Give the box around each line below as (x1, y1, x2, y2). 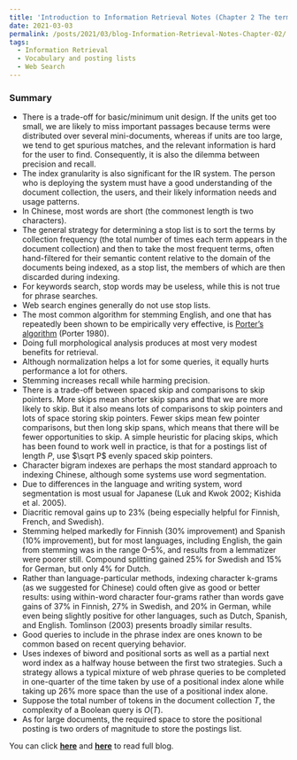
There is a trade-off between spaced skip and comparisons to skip (21, 384, 265, 395)
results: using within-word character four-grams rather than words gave (21, 592, 285, 602)
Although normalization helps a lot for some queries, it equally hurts (21, 356, 270, 368)
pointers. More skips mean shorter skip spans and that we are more (21, 394, 269, 405)
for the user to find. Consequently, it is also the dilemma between (21, 150, 261, 160)
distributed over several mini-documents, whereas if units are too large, (21, 130, 283, 142)
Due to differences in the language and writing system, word (21, 479, 243, 490)
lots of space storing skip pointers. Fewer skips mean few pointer (21, 413, 261, 423)
